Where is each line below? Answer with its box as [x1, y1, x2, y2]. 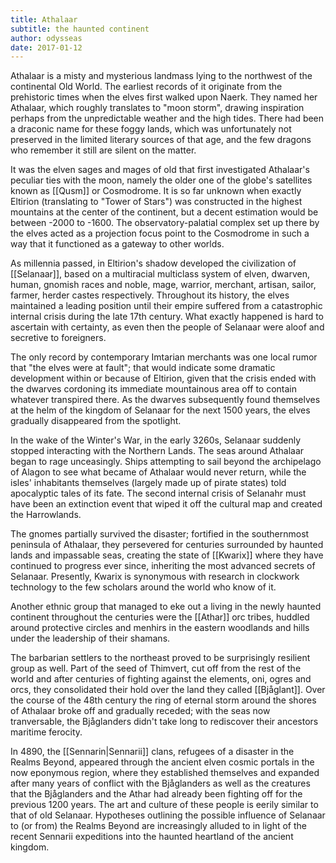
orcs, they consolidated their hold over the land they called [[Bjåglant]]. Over [10, 684, 326, 696]
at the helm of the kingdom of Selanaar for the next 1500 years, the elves [10, 404, 311, 416]
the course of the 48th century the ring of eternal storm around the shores [10, 694, 317, 706]
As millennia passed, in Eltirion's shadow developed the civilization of [10, 257, 297, 270]
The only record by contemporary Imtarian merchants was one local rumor [10, 351, 318, 363]
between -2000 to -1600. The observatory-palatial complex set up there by [10, 217, 320, 229]
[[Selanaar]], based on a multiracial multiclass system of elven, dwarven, [10, 268, 311, 280]
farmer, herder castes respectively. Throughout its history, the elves [10, 289, 290, 301]
